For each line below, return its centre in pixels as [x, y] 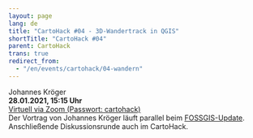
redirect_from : [34, 62]
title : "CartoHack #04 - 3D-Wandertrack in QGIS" [94, 31]
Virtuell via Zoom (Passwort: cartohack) [75, 109]
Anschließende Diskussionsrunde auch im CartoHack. [99, 126]
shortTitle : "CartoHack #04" [58, 39]
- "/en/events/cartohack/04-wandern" [79, 69]
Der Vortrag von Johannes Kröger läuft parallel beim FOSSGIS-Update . [126, 118]
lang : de [23, 24]
